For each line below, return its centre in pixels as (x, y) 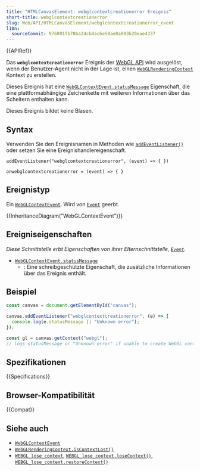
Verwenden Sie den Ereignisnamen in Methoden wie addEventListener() (95, 144)
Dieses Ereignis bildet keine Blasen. (50, 111)
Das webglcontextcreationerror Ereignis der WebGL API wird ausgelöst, (94, 63)
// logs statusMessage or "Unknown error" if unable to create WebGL (94, 343)
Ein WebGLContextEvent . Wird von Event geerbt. (63, 204)
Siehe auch (27, 428)
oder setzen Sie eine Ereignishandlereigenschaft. (66, 150)
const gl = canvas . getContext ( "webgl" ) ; (57, 338)
